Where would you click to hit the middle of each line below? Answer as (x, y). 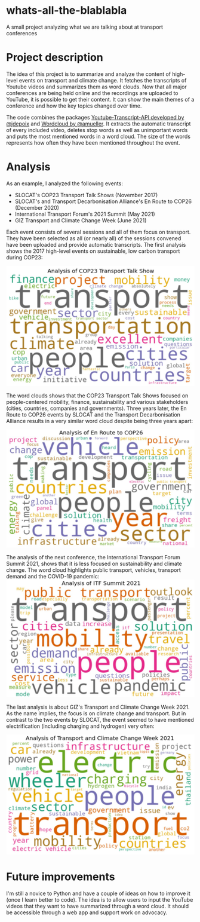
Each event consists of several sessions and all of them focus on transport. (99, 232)
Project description (55, 58)
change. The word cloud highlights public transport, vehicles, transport (93, 570)
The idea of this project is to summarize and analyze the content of (89, 74)
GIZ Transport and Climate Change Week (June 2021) (81, 220)
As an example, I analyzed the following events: (65, 183)
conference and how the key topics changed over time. (74, 106)
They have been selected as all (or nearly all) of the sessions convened (94, 238)
